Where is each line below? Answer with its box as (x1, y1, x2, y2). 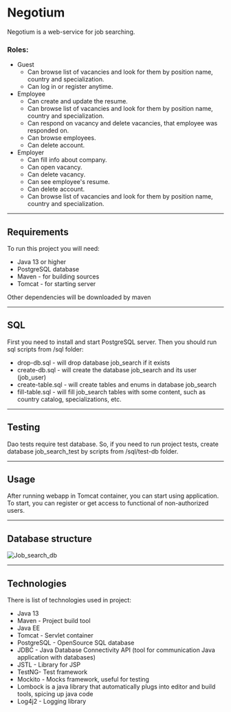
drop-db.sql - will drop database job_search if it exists (16, 358, 170, 367)
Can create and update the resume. (27, 97, 129, 105)
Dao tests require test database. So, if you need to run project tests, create (7, 440, 219, 448)
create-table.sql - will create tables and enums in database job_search (16, 380, 217, 389)
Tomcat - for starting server (16, 280, 96, 288)
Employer (16, 148, 45, 156)
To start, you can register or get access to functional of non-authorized (7, 499, 209, 507)
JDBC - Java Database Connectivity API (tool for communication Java (16, 646, 215, 654)
